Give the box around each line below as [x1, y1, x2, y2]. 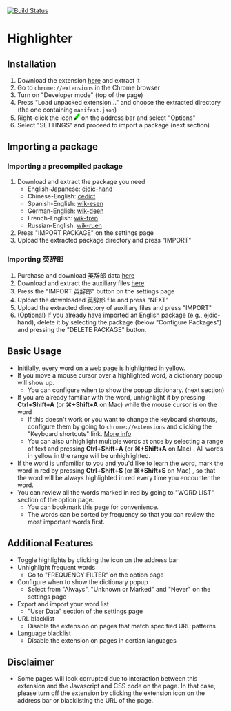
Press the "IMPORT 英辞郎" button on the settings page [17, 287, 175, 296]
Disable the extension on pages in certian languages [27, 636, 177, 644]
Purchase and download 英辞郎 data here [17, 271, 135, 279]
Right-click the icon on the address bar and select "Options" [17, 114, 196, 122]
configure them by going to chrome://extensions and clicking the [27, 422, 212, 431]
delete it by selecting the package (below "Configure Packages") [37, 318, 222, 327]
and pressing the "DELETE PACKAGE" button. [17, 325, 147, 333]
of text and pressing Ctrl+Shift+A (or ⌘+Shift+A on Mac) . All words [27, 444, 223, 453]
